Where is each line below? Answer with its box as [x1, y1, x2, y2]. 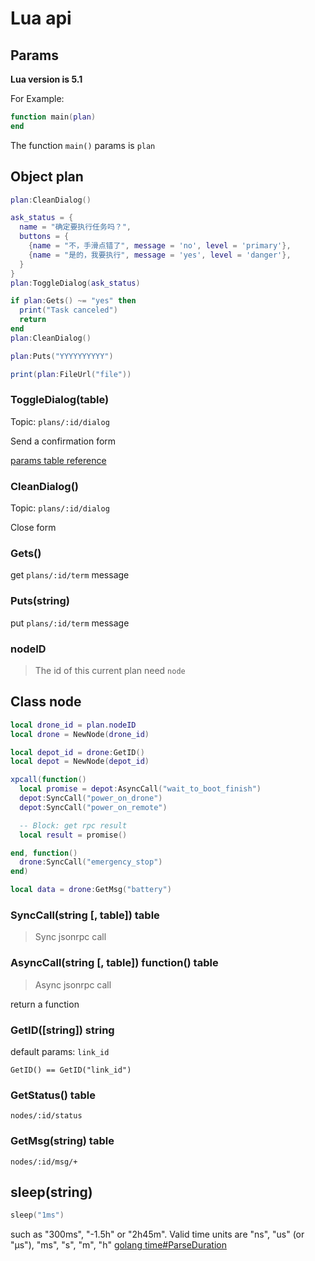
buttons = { [19, 232, 70, 242]
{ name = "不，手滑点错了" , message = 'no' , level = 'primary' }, [28, 241, 292, 251]
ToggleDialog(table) [10, 393, 110, 407]
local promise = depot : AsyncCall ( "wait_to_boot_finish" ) [19, 784, 262, 794]
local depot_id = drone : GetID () [10, 747, 145, 757]
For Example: [10, 93, 65, 104]
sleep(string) [10, 1183, 93, 1201]
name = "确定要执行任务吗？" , [19, 222, 132, 232]
